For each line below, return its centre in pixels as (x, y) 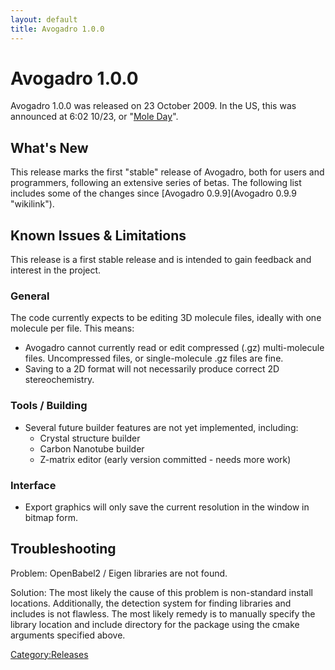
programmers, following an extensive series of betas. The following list (156, 183)
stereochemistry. (59, 380)
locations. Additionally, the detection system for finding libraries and (151, 603)
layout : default (44, 19)
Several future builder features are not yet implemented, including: (161, 427)
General (30, 296)
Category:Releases (49, 654)
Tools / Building (49, 406)
